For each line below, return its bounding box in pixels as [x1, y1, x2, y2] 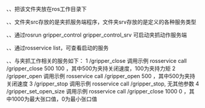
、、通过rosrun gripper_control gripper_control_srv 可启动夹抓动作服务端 [6, 31, 187, 38]
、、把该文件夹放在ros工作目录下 [6, 5, 87, 12]
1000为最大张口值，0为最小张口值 [11, 95, 98, 103]
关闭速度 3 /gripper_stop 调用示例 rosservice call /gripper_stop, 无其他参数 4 [6, 80, 199, 87]
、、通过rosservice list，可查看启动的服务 [6, 45, 109, 51]
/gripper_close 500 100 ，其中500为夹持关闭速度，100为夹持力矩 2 [6, 65, 176, 72]
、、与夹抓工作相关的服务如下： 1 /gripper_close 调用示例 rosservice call [6, 57, 187, 64]
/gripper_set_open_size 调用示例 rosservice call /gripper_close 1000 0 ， [6, 88, 190, 95]
